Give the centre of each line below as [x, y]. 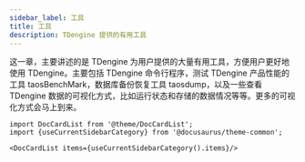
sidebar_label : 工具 [47, 18]
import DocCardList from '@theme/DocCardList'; [102, 125]
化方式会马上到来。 [46, 107]
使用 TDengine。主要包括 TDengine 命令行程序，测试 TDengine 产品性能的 [149, 73]
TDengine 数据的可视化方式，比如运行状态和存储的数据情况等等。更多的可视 [152, 96]
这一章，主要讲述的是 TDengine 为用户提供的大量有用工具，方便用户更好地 [149, 62]
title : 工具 [30, 26]
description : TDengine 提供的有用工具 [78, 35]
